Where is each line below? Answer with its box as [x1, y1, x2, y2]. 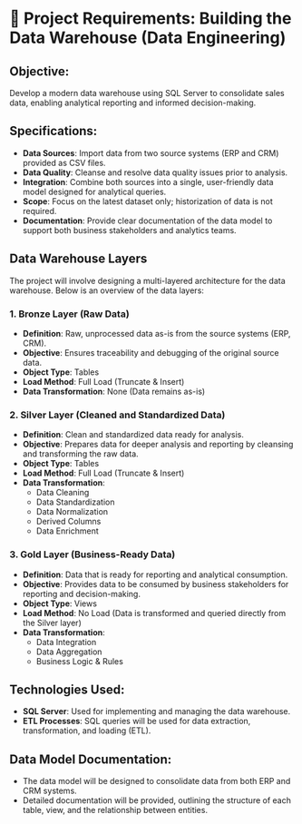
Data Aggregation [35, 646, 102, 657]
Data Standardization [35, 496, 115, 507]
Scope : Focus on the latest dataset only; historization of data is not [22, 195, 274, 207]
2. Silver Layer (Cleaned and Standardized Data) [9, 408, 226, 421]
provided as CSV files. [22, 157, 106, 168]
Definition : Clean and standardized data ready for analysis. [22, 429, 245, 440]
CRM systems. [22, 785, 77, 797]
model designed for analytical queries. [22, 186, 167, 197]
